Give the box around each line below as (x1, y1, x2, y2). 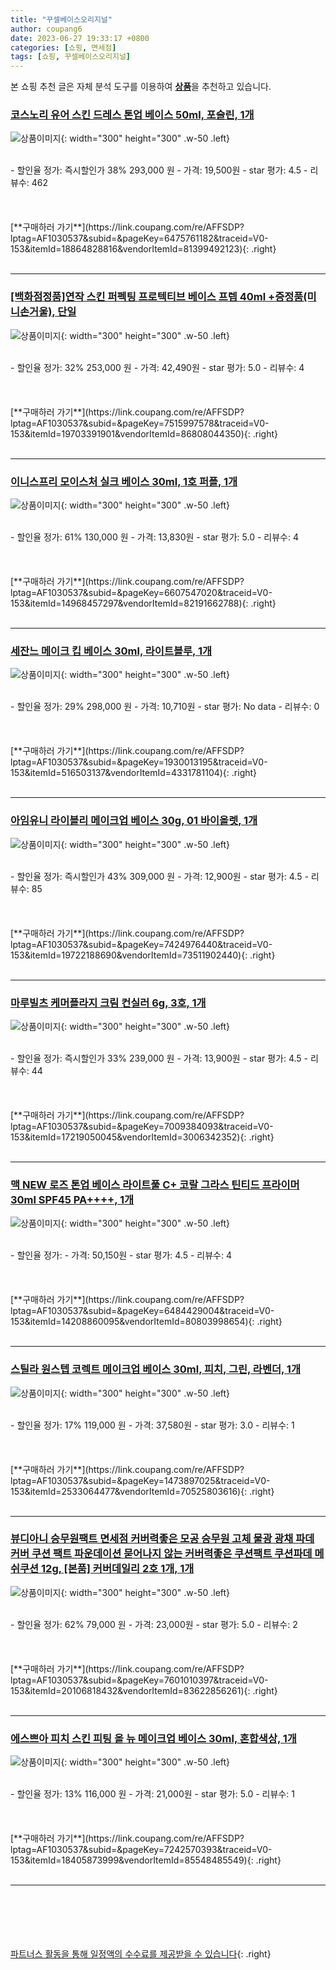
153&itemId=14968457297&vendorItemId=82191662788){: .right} (10, 597, 277, 610)
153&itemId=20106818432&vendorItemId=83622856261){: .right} (10, 1684, 278, 1696)
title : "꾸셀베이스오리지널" (10, 14, 113, 25)
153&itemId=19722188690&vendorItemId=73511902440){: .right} (10, 949, 276, 961)
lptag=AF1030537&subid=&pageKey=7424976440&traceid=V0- (10, 938, 273, 950)
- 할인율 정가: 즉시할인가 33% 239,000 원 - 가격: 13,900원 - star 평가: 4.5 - (10, 1052, 308, 1064)
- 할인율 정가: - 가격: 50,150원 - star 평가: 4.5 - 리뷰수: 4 (10, 1249, 232, 1261)
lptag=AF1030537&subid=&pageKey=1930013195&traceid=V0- (10, 756, 268, 768)
